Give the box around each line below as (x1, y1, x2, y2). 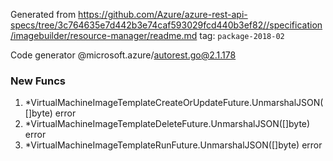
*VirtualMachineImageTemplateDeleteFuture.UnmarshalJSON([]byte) (24, 118, 311, 130)
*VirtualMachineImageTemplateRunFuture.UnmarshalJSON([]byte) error (24, 139, 323, 151)
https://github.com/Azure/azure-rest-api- (78, 9, 248, 20)
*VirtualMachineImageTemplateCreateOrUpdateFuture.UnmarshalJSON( (24, 97, 324, 109)
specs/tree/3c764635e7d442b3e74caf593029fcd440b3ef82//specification (10, 19, 323, 31)
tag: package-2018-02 (199, 30, 285, 41)
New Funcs (10, 74, 66, 88)
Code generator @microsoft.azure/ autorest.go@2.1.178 (10, 49, 237, 61)
